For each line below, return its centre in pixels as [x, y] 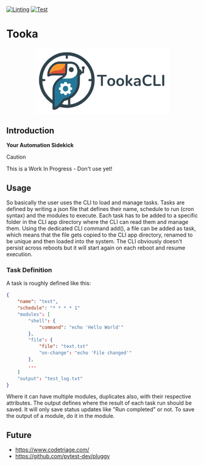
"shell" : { [42, 321]
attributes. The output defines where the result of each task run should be [99, 403]
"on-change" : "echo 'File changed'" [85, 353]
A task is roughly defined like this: [49, 283]
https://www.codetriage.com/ [52, 450]
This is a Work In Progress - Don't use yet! [59, 169]
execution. [19, 254]
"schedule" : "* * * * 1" [49, 308]
